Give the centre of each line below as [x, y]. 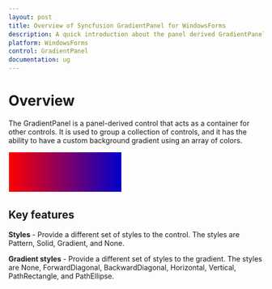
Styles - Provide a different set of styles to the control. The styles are [124, 234]
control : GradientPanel [49, 51]
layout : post [30, 17]
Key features [41, 215]
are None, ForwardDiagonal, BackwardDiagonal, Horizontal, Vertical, [122, 267]
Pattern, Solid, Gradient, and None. [66, 243]
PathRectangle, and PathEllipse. [62, 276]
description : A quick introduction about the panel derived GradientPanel [137, 34]
